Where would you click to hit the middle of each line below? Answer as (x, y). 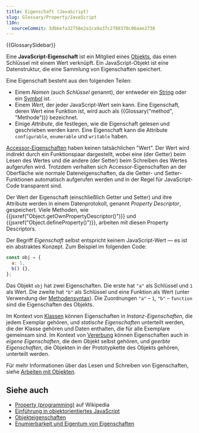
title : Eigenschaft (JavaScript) (48, 12)
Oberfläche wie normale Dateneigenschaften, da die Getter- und (85, 173)
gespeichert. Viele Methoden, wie (48, 210)
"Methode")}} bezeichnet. (46, 118)
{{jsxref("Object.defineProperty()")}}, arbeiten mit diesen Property (87, 223)
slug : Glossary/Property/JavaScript (51, 17)
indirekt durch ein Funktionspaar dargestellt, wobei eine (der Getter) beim (96, 154)
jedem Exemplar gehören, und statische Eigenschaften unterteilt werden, (96, 322)
